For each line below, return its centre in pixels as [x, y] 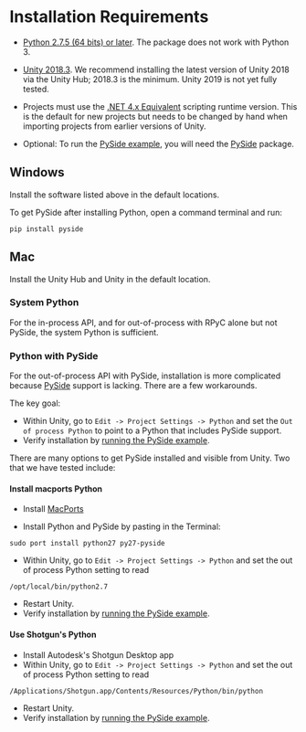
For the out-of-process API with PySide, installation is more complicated [145, 376]
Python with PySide [54, 355]
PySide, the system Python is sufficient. [84, 332]
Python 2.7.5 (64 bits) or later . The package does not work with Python [156, 42]
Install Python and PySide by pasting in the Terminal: [121, 526]
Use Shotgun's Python [53, 634]
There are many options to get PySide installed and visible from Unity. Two [150, 458]
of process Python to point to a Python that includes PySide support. [152, 430]
